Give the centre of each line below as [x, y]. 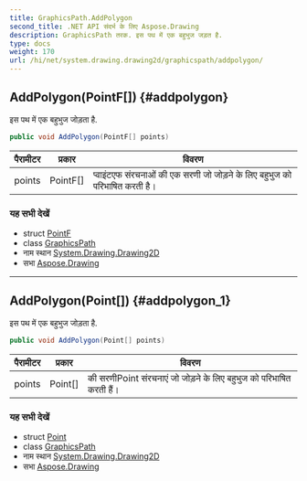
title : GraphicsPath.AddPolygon [71, 18]
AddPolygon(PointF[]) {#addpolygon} [119, 97]
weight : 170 [32, 52]
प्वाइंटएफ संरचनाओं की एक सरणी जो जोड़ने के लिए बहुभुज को [192, 175]
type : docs [30, 43]
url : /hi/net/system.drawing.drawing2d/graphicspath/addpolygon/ [136, 60]
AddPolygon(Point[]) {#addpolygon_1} [120, 301]
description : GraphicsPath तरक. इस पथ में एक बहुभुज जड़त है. [116, 35]
